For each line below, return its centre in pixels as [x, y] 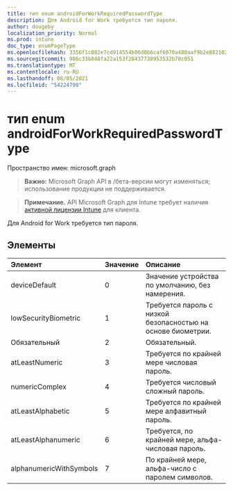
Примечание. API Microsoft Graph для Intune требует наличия [116, 202]
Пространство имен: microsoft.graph [62, 168]
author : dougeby [31, 26]
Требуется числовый [181, 382]
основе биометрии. [178, 331]
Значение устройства [182, 276]
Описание [163, 265]
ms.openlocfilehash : [37, 53]
